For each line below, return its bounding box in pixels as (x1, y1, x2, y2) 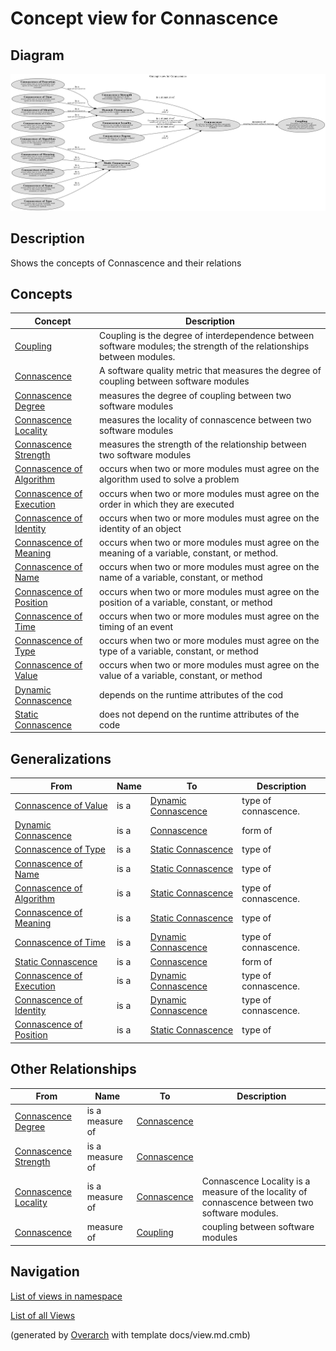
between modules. (99, 351, 176, 363)
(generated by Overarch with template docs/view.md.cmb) (10, 1328, 251, 1341)
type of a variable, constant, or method (99, 645, 259, 657)
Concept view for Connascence (10, 7, 279, 30)
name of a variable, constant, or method (99, 572, 263, 584)
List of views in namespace (10, 1290, 123, 1302)
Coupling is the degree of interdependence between (99, 330, 315, 342)
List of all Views (10, 1309, 76, 1321)
